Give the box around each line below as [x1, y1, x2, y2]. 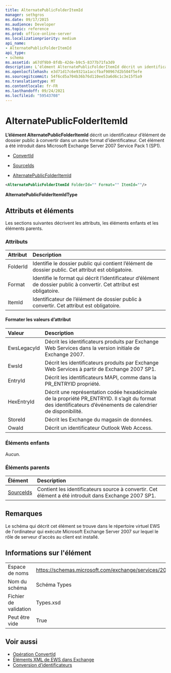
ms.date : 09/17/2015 [5, 17, 49, 22]
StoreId [8, 416, 25, 423]
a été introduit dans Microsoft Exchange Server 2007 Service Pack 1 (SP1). [5, 143, 161, 149]
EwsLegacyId [8, 344, 40, 352]
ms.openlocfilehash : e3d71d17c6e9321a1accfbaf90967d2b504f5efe [5, 69, 142, 75]
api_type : [5, 50, 26, 55]
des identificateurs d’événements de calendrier [45, 401, 158, 408]
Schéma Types [36, 581, 72, 588]
